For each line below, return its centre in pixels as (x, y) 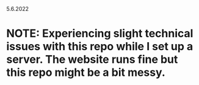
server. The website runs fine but (92, 60)
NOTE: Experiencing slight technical (100, 34)
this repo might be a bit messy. (86, 72)
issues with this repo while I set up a (100, 47)
